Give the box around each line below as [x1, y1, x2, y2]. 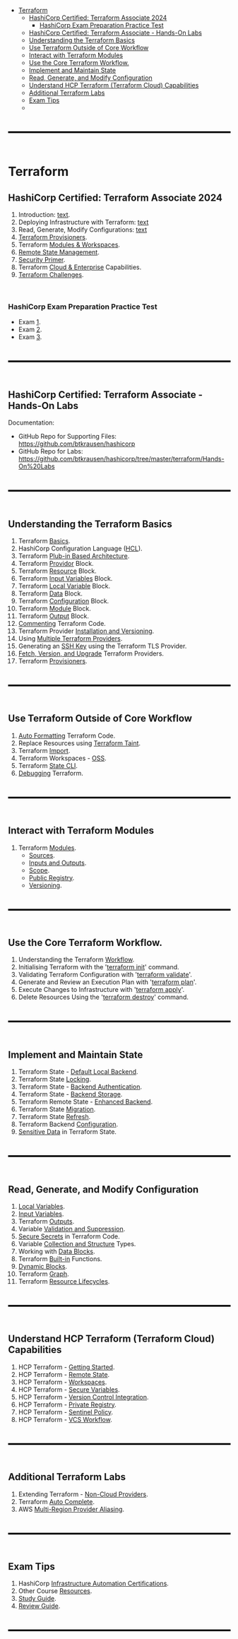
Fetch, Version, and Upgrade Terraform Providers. [18, 649, 165, 658]
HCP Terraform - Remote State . [18, 1370, 110, 1378]
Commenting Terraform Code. [18, 619, 107, 627]
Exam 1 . [18, 318, 41, 326]
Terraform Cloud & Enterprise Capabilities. [18, 263, 142, 271]
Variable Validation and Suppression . [18, 1224, 126, 1233]
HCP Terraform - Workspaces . [18, 1378, 107, 1386]
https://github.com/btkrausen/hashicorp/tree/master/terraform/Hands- [18, 455, 225, 463]
